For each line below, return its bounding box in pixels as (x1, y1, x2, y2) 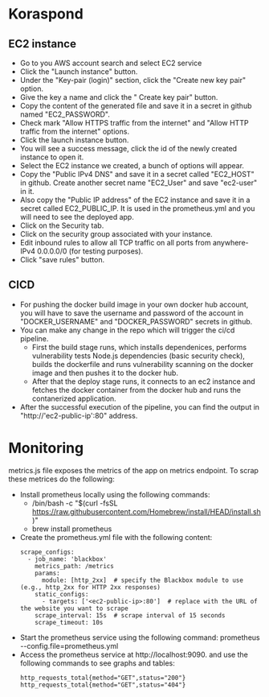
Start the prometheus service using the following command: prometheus (19, 633, 260, 642)
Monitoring (8, 439, 84, 457)
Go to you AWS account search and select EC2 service (19, 58, 202, 68)
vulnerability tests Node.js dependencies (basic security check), (31, 351, 245, 361)
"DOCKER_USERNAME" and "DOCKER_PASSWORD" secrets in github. (19, 316, 253, 326)
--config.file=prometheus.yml (19, 641, 119, 650)
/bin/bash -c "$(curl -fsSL (31, 498, 118, 508)
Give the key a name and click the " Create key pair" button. (19, 93, 218, 101)
